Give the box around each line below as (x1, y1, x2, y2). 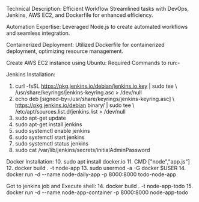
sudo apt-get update (14, 114, 66, 121)
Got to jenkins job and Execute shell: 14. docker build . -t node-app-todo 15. (6, 183, 194, 189)
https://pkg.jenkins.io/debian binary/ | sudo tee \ (14, 102, 135, 109)
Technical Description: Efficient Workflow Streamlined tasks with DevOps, (6, 5, 189, 12)
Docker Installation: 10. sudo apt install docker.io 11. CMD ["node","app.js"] (6, 158, 191, 165)
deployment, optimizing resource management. (6, 47, 124, 55)
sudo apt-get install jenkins (14, 121, 82, 128)
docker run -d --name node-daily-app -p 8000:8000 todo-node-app (6, 171, 176, 178)
